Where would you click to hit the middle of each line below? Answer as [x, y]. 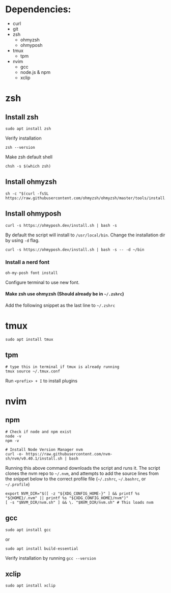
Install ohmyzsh [31, 182]
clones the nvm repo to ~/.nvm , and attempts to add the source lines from [82, 473]
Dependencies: [38, 9]
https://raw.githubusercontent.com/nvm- [69, 454]
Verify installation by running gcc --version [51, 558]
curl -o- [15, 454]
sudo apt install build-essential [42, 549]
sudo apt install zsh [28, 128]
